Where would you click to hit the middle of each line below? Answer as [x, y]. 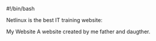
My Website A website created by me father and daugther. [78, 31]
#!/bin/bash [20, 9]
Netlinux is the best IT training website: [55, 20]
